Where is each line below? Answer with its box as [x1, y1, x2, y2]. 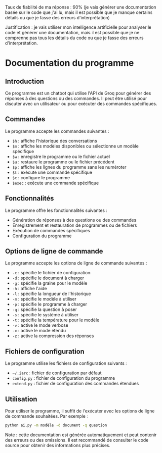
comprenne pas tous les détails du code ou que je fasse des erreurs [5, 35, 144, 41]
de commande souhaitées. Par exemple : [5, 413, 88, 419]
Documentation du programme [5, 57, 134, 69]
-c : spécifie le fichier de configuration [12, 270, 90, 276]
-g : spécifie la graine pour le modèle [12, 280, 87, 286]
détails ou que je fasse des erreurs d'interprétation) [5, 15, 110, 20]
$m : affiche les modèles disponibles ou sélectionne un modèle [12, 143, 139, 149]
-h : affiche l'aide [12, 286, 47, 292]
